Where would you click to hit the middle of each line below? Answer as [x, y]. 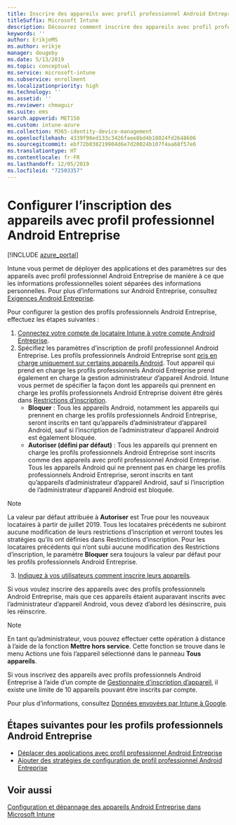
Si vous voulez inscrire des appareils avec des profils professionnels [106, 589]
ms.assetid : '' [29, 99]
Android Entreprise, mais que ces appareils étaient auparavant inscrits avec [117, 596]
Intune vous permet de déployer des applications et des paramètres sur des [117, 268]
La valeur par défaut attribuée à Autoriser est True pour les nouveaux [108, 517]
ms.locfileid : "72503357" [45, 170]
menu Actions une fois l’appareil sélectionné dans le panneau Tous [104, 654]
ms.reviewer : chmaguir [40, 105]
